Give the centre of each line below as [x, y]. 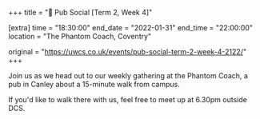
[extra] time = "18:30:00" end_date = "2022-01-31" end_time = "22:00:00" [131, 28]
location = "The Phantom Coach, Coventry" [80, 36]
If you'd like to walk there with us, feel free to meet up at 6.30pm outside [128, 99]
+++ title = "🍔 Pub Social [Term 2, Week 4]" [80, 12]
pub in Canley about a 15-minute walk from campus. [94, 84]
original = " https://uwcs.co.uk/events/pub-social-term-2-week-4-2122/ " [127, 52]
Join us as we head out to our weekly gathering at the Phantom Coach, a [128, 75]
